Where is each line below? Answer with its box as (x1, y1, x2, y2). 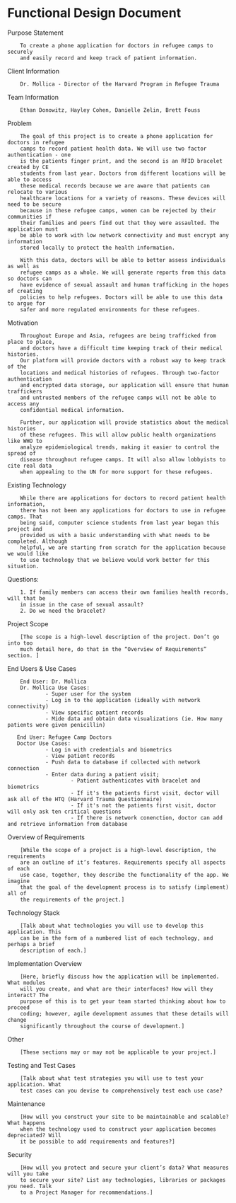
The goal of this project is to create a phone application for (20, 132, 213, 139)
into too (7, 639, 33, 647)
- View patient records (45, 752, 115, 759)
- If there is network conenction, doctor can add (70, 814, 223, 822)
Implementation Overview (7, 959, 83, 967)
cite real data (7, 462, 52, 469)
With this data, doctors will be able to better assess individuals (20, 256, 226, 263)
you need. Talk (7, 1182, 52, 1190)
